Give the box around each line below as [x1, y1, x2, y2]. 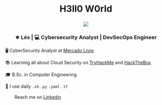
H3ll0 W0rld [59, 3, 112, 15]
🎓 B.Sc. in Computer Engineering [5, 72, 77, 78]
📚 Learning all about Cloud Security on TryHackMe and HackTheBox [5, 59, 151, 66]
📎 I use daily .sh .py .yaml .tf [5, 83, 68, 89]
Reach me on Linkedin [14, 94, 61, 100]
